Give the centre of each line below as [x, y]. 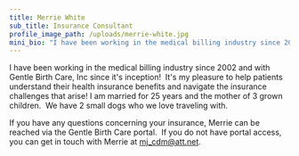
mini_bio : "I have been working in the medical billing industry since [145, 42]
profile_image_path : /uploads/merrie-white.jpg [99, 34]
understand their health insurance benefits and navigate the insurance [138, 86]
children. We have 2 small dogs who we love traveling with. [119, 106]
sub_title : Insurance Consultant [71, 26]
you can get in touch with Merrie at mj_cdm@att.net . [105, 142]
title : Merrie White [48, 17]
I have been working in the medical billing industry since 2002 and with [140, 68]
